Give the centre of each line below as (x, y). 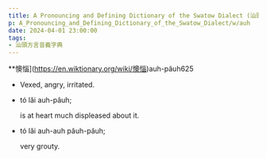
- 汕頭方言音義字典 (36, 45)
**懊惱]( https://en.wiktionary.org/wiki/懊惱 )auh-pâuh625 (101, 69)
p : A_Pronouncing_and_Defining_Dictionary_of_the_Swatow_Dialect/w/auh (129, 23)
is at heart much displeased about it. (79, 115)
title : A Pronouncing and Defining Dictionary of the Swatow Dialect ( (129, 16)
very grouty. (40, 146)
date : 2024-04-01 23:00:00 (53, 30)
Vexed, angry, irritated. (57, 85)
